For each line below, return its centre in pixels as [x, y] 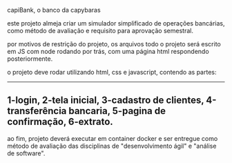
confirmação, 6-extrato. [60, 122]
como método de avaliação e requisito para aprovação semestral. [100, 31]
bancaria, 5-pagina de [117, 111]
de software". [26, 153]
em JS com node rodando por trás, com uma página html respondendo [108, 51]
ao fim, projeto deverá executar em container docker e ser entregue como [113, 138]
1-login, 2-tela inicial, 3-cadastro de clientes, [106, 100]
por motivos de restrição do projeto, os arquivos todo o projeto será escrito [114, 44]
